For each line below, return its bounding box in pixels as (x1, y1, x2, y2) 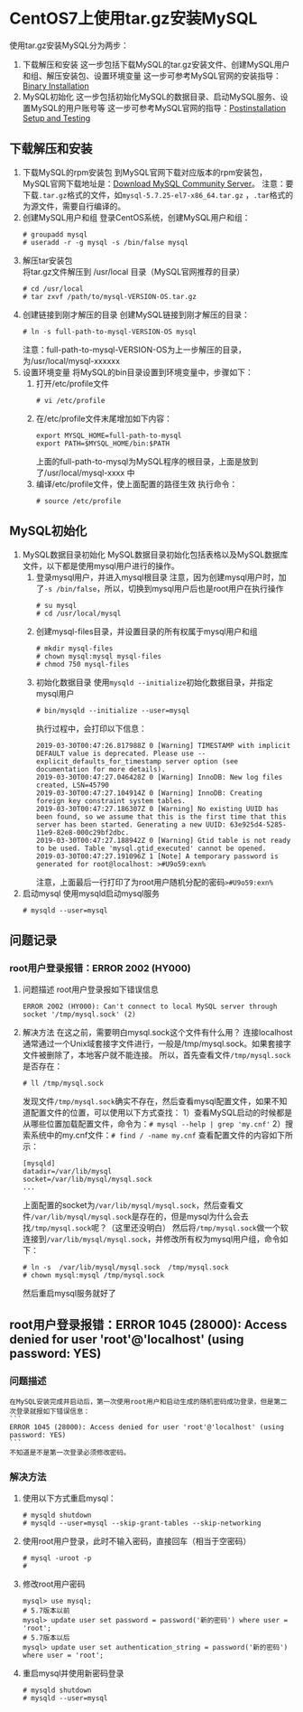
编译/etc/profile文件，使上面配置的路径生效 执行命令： (35, 478, 238, 489)
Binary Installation (22, 80, 89, 91)
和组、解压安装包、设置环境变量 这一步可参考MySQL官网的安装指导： (22, 70, 281, 81)
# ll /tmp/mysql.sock (22, 1079, 104, 1089)
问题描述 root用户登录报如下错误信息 (22, 984, 160, 995)
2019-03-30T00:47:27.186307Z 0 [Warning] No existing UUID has (35, 804, 280, 813)
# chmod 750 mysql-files (35, 660, 130, 669)
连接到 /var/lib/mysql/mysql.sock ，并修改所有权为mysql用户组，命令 (22, 1234, 281, 1245)
